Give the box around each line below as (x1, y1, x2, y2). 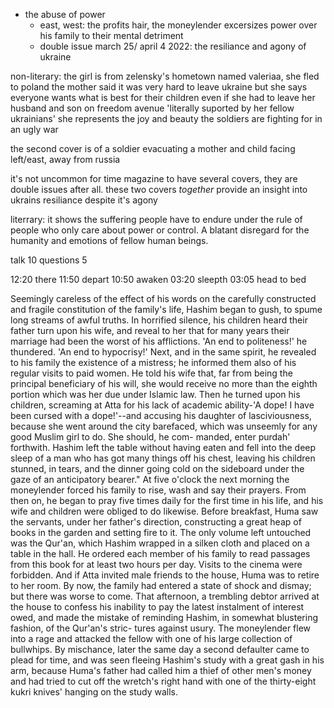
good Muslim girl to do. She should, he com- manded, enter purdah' (10, 431, 291, 443)
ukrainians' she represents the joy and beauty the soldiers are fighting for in (10, 113, 323, 124)
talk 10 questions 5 (10, 254, 88, 266)
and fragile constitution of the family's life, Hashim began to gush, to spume (10, 304, 323, 315)
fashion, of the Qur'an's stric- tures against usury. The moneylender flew (10, 622, 312, 634)
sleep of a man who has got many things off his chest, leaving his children (10, 452, 316, 464)
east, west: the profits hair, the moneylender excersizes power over (39, 19, 318, 31)
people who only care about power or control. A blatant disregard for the (10, 224, 310, 236)
